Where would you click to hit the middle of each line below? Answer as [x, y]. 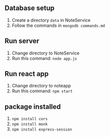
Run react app [27, 74]
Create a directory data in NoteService [51, 20]
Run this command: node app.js [44, 58]
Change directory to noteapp [41, 86]
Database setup [30, 8]
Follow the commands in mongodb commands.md [58, 25]
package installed [33, 106]
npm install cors [30, 119]
